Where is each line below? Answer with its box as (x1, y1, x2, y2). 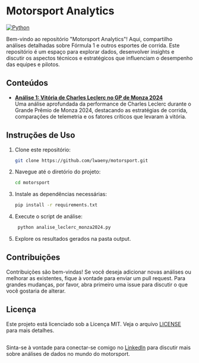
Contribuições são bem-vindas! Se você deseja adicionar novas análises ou (6, 268, 192, 275)
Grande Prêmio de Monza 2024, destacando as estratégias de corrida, (14, 106, 188, 114)
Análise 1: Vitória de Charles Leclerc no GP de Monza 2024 (14, 94, 163, 101)
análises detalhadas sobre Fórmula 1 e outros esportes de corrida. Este (6, 42, 180, 49)
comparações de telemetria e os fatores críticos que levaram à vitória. (14, 113, 187, 120)
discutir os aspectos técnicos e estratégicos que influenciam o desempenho (6, 54, 193, 61)
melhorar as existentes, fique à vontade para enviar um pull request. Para (6, 274, 186, 281)
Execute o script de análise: (14, 213, 83, 220)
